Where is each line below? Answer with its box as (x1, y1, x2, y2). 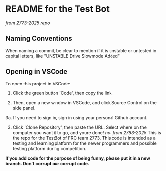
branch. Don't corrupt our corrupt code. (5, 160, 90, 166)
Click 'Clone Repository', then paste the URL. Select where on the (12, 124, 147, 130)
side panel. (12, 105, 36, 111)
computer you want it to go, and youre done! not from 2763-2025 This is (12, 129, 162, 135)
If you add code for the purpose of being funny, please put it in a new (5, 155, 150, 161)
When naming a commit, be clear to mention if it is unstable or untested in (5, 47, 157, 53)
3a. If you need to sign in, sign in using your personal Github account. (5, 114, 148, 120)
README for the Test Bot (5, 3, 110, 15)
